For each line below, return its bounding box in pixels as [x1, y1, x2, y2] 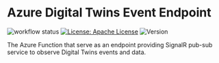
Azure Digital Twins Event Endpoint [7, 5, 211, 21]
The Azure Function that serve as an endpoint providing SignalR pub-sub [7, 40, 213, 49]
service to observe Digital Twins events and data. [7, 48, 146, 56]
